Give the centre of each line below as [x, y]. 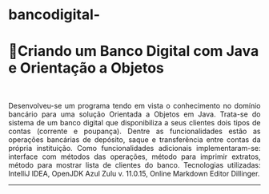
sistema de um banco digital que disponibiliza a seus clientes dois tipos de [134, 123]
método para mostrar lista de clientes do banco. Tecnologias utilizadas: [134, 165]
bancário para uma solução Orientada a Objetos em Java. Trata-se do [134, 114]
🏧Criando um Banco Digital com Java [134, 51]
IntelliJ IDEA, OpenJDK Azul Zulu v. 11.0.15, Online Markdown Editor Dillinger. [134, 174]
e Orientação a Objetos [86, 68]
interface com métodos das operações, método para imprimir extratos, [134, 156]
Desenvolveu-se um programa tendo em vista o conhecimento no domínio [134, 106]
